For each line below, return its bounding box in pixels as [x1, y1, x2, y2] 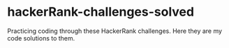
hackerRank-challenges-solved [7, 4, 194, 20]
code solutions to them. [7, 34, 75, 42]
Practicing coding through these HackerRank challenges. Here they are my [7, 27, 222, 35]
